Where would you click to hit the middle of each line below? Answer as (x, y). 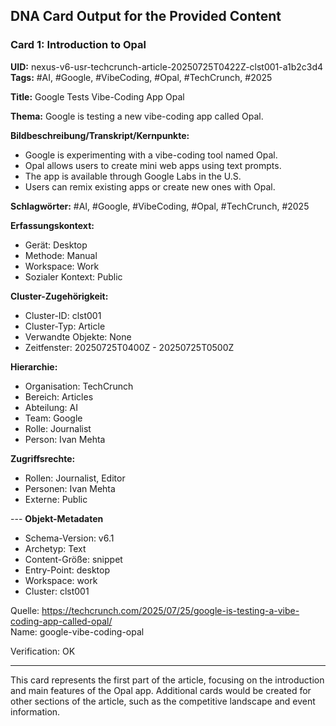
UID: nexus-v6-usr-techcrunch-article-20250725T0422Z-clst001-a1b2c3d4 (167, 66)
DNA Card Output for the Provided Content (146, 16)
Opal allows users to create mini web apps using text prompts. (153, 165)
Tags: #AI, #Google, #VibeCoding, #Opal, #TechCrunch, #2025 (141, 77)
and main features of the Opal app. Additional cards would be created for (161, 690)
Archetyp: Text (55, 548)
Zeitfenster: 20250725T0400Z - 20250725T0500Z (129, 347)
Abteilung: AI (51, 407)
